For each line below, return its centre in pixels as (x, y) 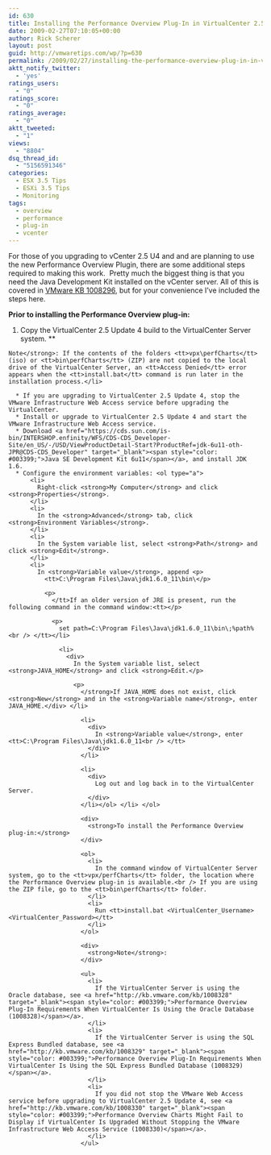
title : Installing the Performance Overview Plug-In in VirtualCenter (129, 23)
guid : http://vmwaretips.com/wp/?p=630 (75, 53)
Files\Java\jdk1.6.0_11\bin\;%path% (192, 629)
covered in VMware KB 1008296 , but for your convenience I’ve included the (134, 290)
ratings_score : (34, 98)
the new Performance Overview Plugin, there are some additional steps (127, 264)
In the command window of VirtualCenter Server (176, 868)
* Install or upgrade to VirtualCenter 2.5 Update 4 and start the (131, 417)
